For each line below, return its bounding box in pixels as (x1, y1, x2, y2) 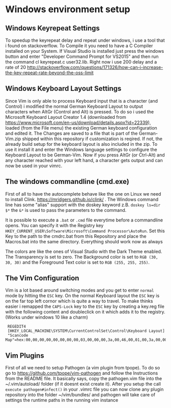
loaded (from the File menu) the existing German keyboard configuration (5, 124, 158, 131)
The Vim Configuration (5, 274, 79, 283)
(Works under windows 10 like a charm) (5, 314, 88, 321)
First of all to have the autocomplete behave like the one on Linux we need (5, 191, 161, 197)
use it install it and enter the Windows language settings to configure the (5, 146, 157, 152)
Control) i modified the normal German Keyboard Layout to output (5, 103, 144, 109)
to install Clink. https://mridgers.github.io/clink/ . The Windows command (5, 196, 159, 202)
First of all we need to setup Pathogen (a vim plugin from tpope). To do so (5, 365, 160, 371)
